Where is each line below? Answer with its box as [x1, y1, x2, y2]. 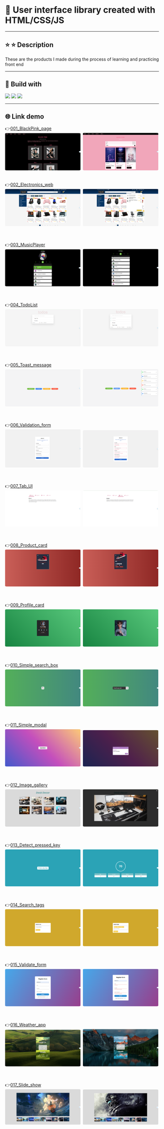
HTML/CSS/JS [5, 15, 64, 26]
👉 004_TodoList [5, 302, 38, 308]
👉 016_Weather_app [5, 1022, 46, 1027]
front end [5, 61, 24, 67]
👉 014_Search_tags [5, 902, 45, 907]
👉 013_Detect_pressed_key [5, 842, 61, 848]
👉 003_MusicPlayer [5, 242, 45, 247]
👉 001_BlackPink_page [5, 125, 52, 131]
